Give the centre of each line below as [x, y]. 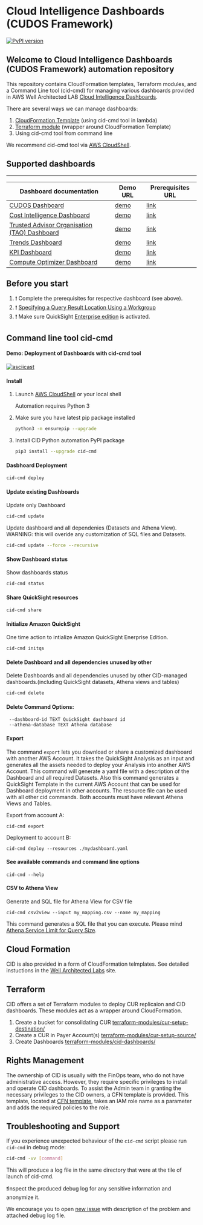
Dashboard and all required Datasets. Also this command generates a [93, 777]
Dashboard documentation [59, 191]
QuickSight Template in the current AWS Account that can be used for [93, 784]
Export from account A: [35, 815]
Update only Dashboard [36, 505]
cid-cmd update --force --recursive [52, 546]
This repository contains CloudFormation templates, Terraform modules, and [101, 84]
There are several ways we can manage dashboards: [72, 108]
